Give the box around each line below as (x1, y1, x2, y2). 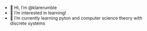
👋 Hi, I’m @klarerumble (9, 5, 57, 10)
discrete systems (9, 20, 45, 26)
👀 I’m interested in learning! (9, 10, 66, 16)
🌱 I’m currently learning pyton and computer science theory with (9, 15, 143, 21)
